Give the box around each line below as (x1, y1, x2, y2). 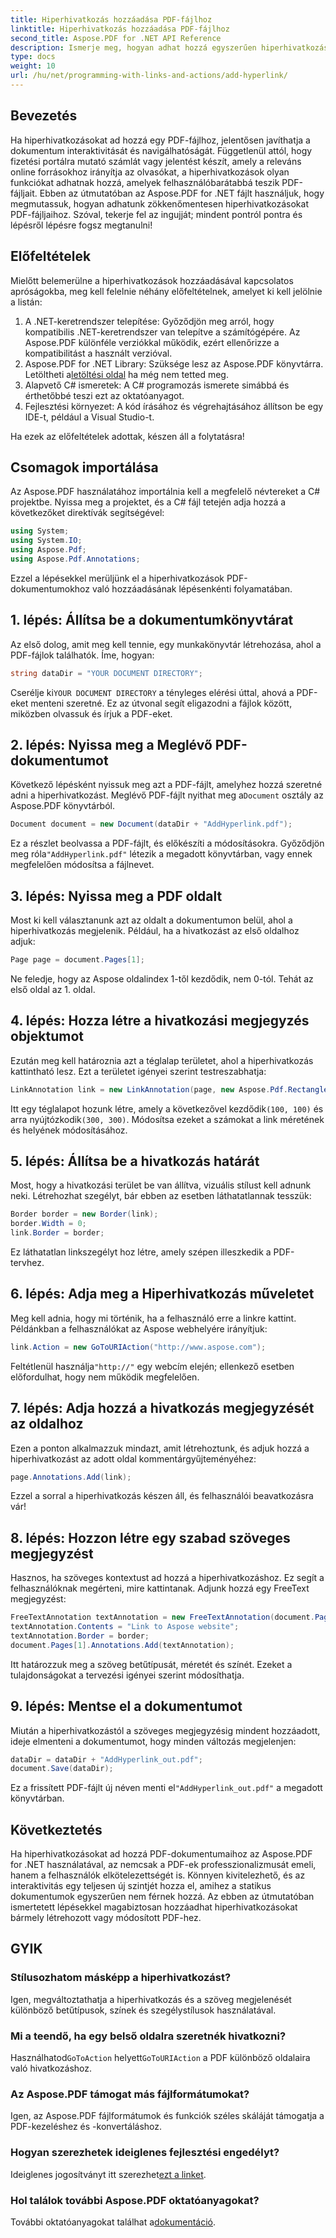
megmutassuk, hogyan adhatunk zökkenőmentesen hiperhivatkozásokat (10, 197, 309, 210)
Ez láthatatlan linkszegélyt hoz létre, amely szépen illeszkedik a (10, 1246, 272, 1258)
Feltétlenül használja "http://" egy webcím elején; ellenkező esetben (10, 1360, 295, 1372)
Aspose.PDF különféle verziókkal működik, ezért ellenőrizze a (24, 336, 280, 348)
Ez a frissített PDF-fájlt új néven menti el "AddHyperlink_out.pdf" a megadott (10, 1782, 323, 1794)
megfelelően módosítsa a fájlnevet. (10, 859, 155, 871)
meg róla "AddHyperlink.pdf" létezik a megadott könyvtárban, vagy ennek (10, 848, 313, 860)
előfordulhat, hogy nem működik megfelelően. (10, 1371, 200, 1383)
